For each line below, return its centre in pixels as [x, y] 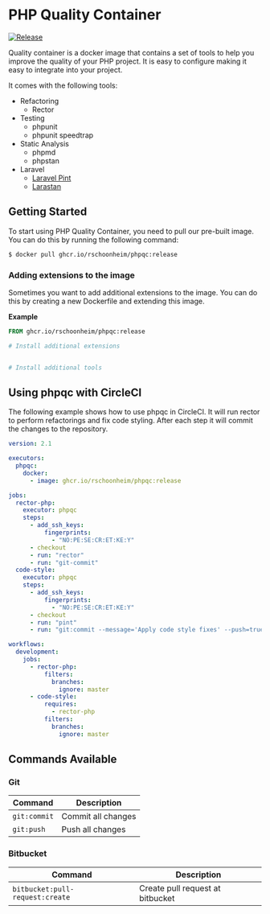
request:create [41, 897]
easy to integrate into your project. [65, 69]
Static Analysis [45, 143]
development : [37, 652]
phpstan [46, 161]
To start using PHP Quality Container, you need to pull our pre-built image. [131, 231]
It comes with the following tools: [63, 85]
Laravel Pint [51, 178]
